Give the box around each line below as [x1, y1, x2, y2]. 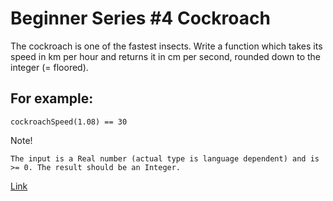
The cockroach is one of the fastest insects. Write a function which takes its [10, 40, 323, 52]
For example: [10, 90, 94, 107]
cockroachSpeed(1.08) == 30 [10, 117, 128, 127]
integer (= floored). [10, 61, 89, 73]
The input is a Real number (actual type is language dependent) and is [10, 153, 320, 164]
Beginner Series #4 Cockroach [10, 7, 271, 30]
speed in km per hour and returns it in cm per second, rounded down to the [10, 50, 321, 62]
